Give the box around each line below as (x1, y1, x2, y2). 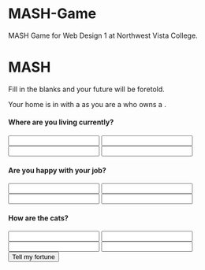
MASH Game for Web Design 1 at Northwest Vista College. (8, 31, 199, 40)
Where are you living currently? (8, 117, 114, 127)
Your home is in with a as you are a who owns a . (8, 99, 167, 109)
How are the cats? (8, 213, 69, 223)
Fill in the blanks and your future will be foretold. (8, 84, 166, 94)
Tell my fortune (12, 253, 55, 261)
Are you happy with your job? (8, 165, 106, 175)
